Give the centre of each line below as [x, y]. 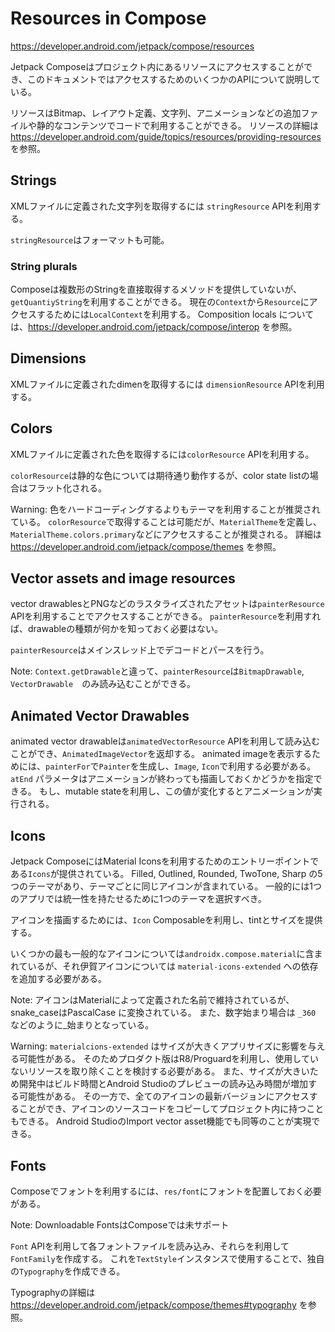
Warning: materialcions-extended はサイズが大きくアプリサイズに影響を [159, 1046]
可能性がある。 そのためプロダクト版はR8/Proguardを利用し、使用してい [168, 1059]
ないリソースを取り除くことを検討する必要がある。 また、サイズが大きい [160, 1071]
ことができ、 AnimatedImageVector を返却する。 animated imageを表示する [161, 754]
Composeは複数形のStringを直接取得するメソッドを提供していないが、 [156, 289]
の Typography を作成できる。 [68, 1271]
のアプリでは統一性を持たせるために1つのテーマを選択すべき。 [139, 899]
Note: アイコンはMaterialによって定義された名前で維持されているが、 [152, 1000]
